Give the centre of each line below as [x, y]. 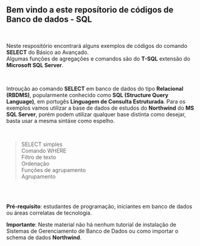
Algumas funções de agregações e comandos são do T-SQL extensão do [98, 58]
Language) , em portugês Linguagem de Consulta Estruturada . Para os [96, 101]
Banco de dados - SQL [49, 20]
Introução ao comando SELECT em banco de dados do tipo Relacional [95, 88]
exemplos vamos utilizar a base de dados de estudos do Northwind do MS [100, 108]
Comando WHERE [44, 150]
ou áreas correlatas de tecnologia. [49, 213]
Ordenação [35, 164]
